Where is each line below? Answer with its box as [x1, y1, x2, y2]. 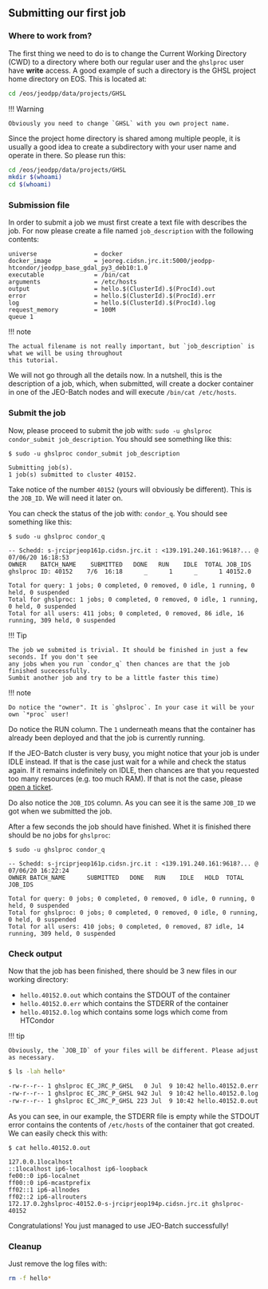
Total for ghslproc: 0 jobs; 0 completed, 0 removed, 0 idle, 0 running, [8, 909, 259, 917]
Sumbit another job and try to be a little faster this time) [8, 674, 219, 682]
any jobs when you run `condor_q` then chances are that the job [8, 659, 230, 668]
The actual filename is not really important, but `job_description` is [8, 343, 255, 351]
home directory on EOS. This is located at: [8, 74, 148, 83]
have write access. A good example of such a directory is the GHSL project [8, 66, 257, 75]
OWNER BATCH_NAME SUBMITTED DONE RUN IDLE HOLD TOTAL [8, 873, 245, 881]
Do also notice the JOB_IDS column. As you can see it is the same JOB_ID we [8, 798, 257, 807]
